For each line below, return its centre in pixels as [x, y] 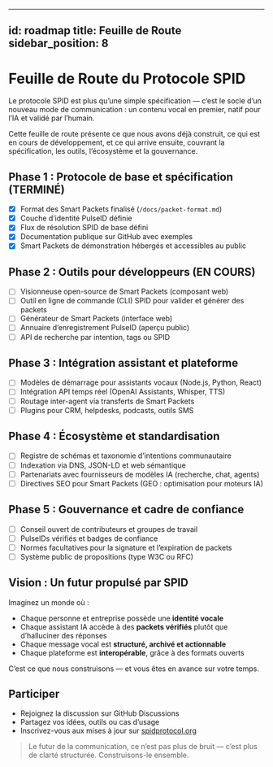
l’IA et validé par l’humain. [52, 118]
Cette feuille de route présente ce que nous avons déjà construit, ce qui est [134, 134]
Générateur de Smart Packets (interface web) [96, 319]
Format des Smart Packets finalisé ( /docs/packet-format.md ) [121, 209]
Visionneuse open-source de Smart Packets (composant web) [124, 292]
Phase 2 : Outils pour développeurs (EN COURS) [132, 272]
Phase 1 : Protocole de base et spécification [121, 177]
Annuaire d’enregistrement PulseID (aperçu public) [105, 328]
